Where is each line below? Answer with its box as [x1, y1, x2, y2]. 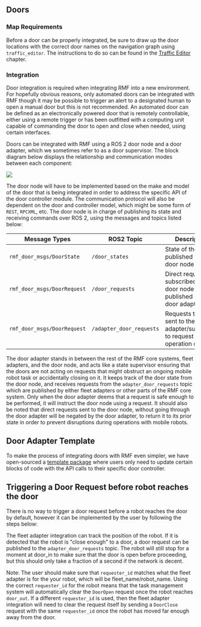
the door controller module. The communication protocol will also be [6, 195, 175, 202]
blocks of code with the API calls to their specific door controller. [6, 464, 166, 472]
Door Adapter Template [6, 436, 95, 446]
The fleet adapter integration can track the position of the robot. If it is [6, 532, 178, 539]
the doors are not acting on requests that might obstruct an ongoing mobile [6, 367, 192, 374]
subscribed [165, 277, 197, 286]
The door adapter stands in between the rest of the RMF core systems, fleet [6, 355, 193, 362]
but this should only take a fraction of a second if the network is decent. [6, 557, 184, 565]
